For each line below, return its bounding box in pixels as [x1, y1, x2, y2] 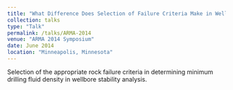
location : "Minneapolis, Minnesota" [7, 49, 113, 56]
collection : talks [7, 17, 60, 24]
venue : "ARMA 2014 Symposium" [7, 36, 95, 43]
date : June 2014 [7, 42, 54, 49]
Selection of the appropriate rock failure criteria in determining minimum [7, 67, 214, 76]
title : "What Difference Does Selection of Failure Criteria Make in [7, 10, 213, 17]
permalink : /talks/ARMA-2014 [7, 29, 92, 37]
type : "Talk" [7, 23, 45, 30]
